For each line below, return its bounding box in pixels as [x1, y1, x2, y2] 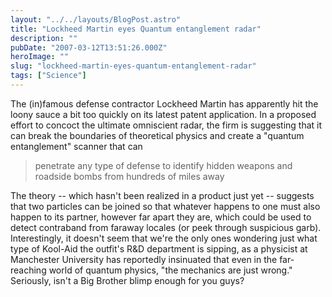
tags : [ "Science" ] [10, 71, 87, 81]
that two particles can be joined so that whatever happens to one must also [10, 200, 321, 212]
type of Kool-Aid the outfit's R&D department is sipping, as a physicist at [10, 242, 308, 255]
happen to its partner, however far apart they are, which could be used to [10, 211, 312, 223]
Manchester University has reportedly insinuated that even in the [10, 253, 278, 265]
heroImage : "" [10, 52, 70, 62]
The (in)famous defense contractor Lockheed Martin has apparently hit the [10, 97, 319, 110]
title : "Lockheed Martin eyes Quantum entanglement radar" [10, 24, 262, 34]
